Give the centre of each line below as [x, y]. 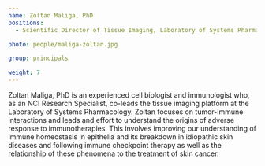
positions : [26, 23]
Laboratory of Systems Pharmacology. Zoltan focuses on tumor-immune [126, 112]
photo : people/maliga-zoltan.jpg [63, 44]
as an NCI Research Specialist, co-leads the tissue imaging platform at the [129, 103]
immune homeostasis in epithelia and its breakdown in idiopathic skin [121, 137]
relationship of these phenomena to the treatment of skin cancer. [114, 153]
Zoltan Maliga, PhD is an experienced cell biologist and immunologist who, [129, 95]
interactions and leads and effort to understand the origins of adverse [121, 120]
